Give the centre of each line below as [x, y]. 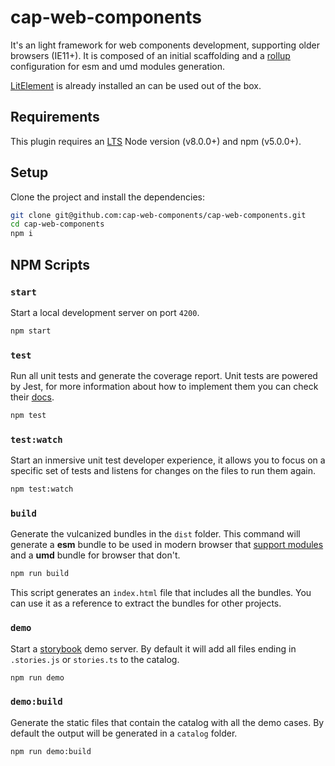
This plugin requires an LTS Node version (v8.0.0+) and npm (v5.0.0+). [156, 141]
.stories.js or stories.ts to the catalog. [95, 659]
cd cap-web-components [57, 224]
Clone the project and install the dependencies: [108, 197]
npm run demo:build [51, 751]
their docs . [32, 397]
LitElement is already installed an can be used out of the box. [136, 85]
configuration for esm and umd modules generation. [117, 66]
